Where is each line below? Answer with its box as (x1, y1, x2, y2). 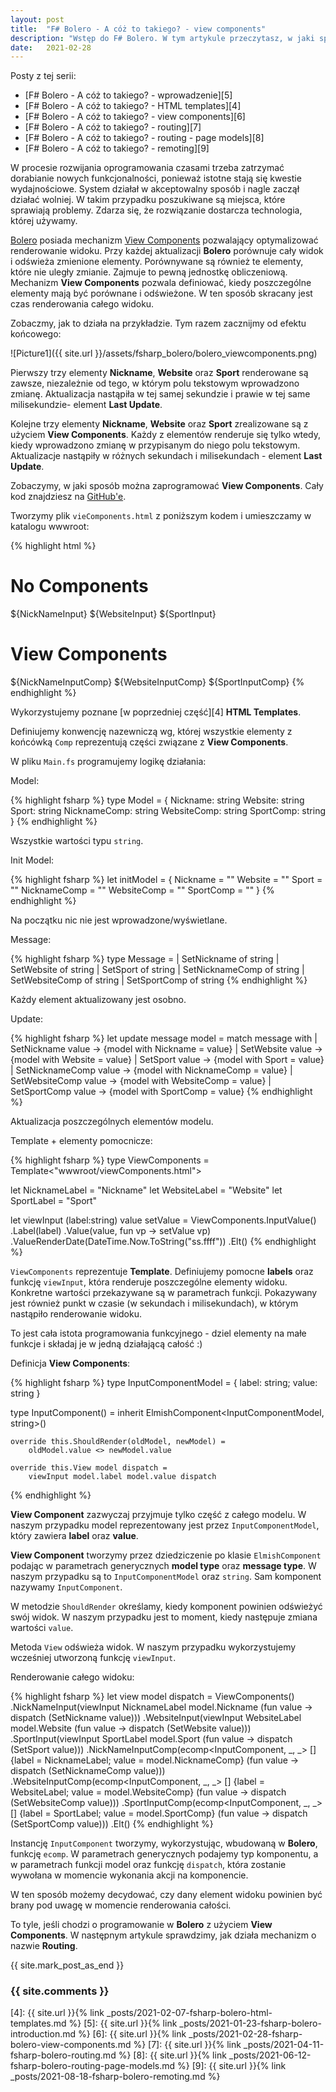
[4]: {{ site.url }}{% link (10, 2007, 105, 2019)
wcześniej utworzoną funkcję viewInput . (10, 1652, 177, 1664)
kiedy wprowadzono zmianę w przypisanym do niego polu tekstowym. (10, 439, 301, 451)
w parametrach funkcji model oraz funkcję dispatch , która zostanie (10, 1859, 287, 1871)
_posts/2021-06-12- (228, 2049, 312, 2061)
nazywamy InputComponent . (10, 1581, 123, 1593)
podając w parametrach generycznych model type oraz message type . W (10, 1560, 317, 1572)
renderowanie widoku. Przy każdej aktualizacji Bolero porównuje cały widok (10, 245, 324, 257)
